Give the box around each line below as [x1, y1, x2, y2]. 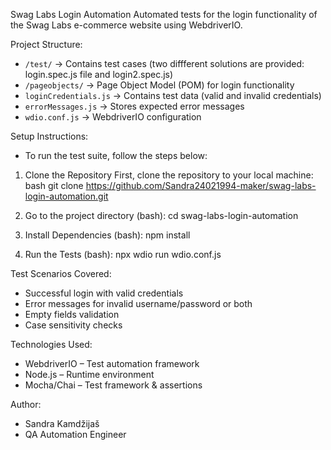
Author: [10, 399, 42, 410]
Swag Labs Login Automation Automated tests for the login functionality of [10, 9, 318, 20]
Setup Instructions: [10, 130, 89, 142]
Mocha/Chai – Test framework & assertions [24, 379, 203, 391]
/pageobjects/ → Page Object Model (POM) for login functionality [24, 79, 295, 91]
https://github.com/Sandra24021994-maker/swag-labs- [85, 180, 317, 191]
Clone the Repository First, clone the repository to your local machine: [24, 169, 314, 181]
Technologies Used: [10, 339, 93, 350]
